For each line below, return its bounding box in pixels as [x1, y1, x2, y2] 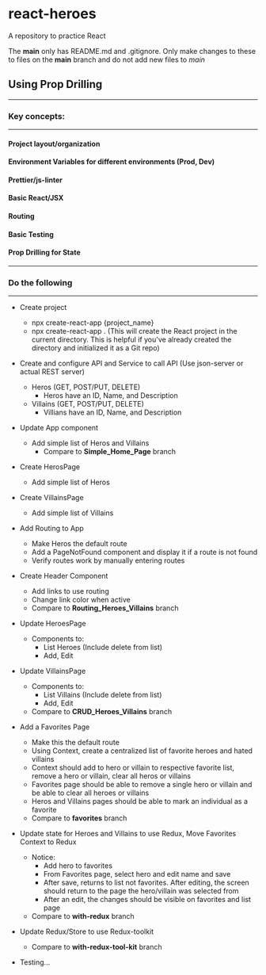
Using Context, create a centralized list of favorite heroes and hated [31, 746, 253, 755]
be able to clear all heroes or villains [31, 788, 150, 797]
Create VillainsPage [19, 493, 85, 503]
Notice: [31, 853, 55, 862]
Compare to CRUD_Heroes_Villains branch [31, 707, 173, 717]
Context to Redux [19, 837, 77, 847]
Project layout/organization [8, 139, 101, 148]
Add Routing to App [19, 524, 85, 533]
